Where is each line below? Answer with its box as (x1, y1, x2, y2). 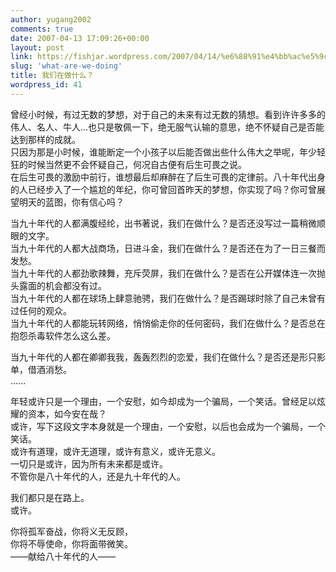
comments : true (10, 24, 74, 34)
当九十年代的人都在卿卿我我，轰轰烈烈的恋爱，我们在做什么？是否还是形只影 (10, 351, 326, 363)
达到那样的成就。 (10, 133, 81, 145)
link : (10, 52, 33, 62)
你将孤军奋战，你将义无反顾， (10, 525, 133, 537)
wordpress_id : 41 (10, 80, 83, 90)
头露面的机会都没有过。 (10, 279, 107, 291)
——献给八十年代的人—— (10, 550, 116, 562)
